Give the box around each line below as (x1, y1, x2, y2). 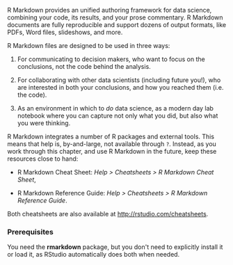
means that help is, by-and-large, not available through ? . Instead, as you (7, 140, 217, 148)
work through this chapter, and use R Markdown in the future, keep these (7, 147, 217, 155)
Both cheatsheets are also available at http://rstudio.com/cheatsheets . (7, 210, 209, 218)
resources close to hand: (7, 154, 79, 163)
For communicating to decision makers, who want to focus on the (17, 55, 205, 63)
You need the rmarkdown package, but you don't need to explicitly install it (7, 243, 223, 251)
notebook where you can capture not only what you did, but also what (17, 111, 218, 120)
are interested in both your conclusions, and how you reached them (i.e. (17, 83, 224, 91)
